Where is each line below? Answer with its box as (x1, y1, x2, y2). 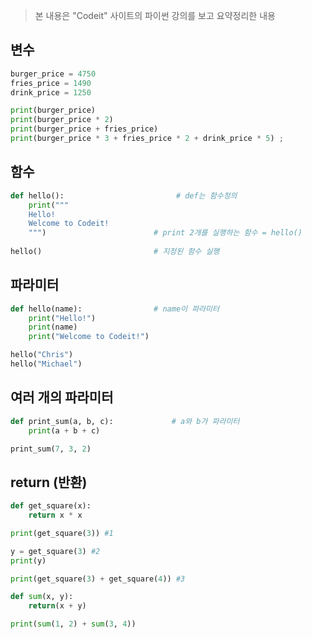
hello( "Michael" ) (10, 359, 83, 369)
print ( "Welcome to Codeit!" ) (28, 332, 150, 342)
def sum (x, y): (10, 592, 74, 602)
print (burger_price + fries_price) (10, 124, 159, 134)
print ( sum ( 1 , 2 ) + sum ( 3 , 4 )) (10, 619, 137, 629)
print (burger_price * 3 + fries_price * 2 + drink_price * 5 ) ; (10, 134, 284, 144)
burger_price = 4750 (10, 69, 97, 79)
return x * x (28, 510, 83, 521)
